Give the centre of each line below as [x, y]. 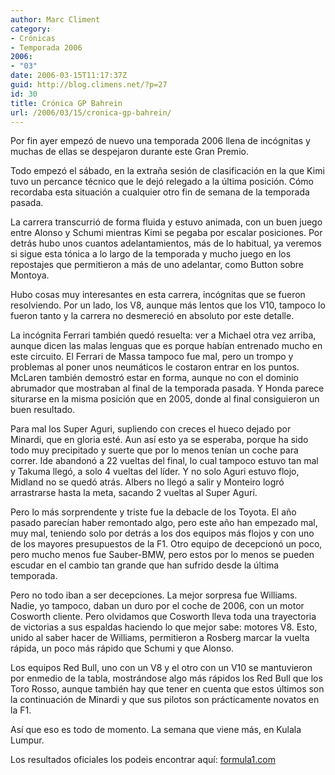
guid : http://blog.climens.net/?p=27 [89, 85]
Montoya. [30, 275]
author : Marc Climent [55, 19]
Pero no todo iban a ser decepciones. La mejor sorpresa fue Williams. [154, 595]
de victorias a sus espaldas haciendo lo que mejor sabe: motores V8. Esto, [164, 627]
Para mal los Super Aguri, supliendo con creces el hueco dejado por [151, 429]
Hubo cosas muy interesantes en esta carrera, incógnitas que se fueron [158, 295]
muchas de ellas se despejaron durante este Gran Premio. [129, 152]
